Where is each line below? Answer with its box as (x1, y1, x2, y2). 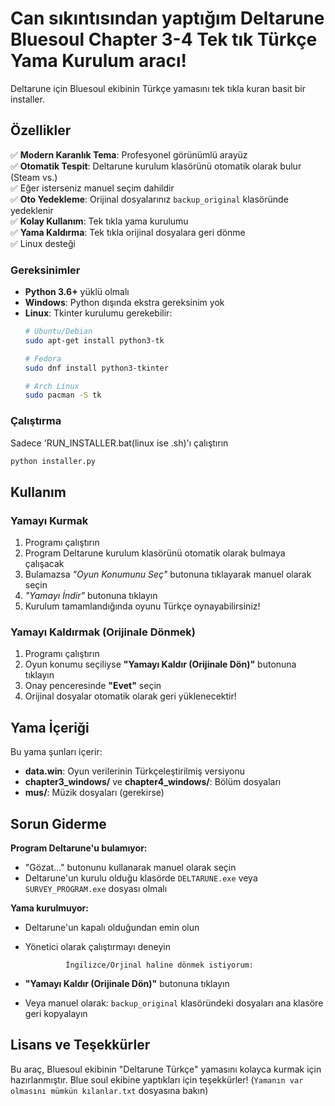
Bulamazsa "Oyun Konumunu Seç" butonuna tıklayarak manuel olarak (24, 568, 312, 581)
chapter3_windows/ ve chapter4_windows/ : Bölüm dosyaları (24, 776, 282, 788)
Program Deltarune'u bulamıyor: (10, 842, 148, 854)
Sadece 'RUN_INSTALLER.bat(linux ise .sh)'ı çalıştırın (10, 437, 229, 449)
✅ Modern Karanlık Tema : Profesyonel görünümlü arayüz (10, 148, 248, 161)
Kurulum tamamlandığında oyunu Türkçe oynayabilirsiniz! (24, 600, 261, 612)
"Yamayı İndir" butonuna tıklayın (24, 590, 158, 602)
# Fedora (24, 353, 62, 364)
